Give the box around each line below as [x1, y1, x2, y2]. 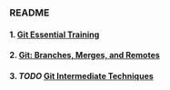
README [9, 6, 50, 19]
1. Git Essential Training [9, 29, 100, 40]
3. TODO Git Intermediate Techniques [9, 70, 155, 81]
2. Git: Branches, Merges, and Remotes [9, 50, 161, 61]
